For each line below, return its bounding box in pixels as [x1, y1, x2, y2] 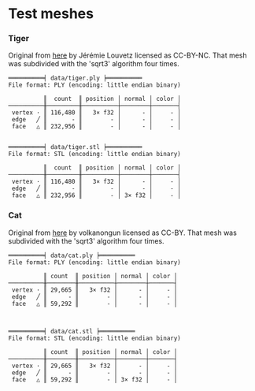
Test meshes [8, 5, 94, 23]
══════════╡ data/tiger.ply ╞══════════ [8, 74, 143, 83]
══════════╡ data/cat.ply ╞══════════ [8, 251, 135, 259]
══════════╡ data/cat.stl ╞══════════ [8, 327, 135, 335]
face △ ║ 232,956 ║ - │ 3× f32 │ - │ [11, 192, 181, 199]
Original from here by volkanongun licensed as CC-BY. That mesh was [8, 228, 238, 237]
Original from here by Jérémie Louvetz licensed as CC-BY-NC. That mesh [8, 50, 248, 60]
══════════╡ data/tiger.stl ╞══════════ [8, 143, 143, 151]
